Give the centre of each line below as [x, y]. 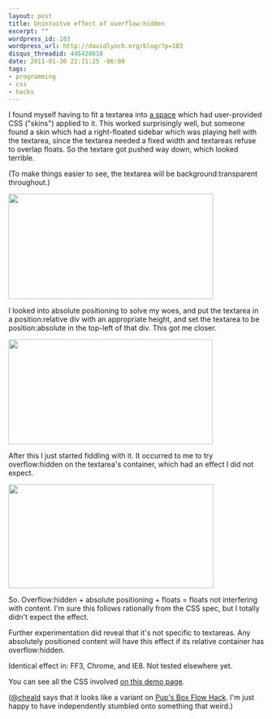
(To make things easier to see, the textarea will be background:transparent [133, 174]
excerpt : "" [28, 31]
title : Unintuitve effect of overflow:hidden [86, 24]
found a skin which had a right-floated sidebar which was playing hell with [133, 132]
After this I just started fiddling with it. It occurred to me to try [111, 456]
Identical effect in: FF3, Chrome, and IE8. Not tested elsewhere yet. [121, 666]
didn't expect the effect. [49, 617]
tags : [17, 69]
